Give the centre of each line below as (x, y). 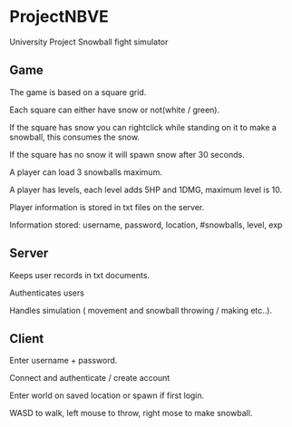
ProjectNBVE (59, 17)
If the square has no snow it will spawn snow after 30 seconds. (127, 154)
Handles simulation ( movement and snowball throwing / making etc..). (141, 310)
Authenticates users (47, 293)
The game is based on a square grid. (78, 92)
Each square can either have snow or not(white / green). (115, 110)
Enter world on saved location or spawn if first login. (107, 395)
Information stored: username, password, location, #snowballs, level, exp (146, 225)
